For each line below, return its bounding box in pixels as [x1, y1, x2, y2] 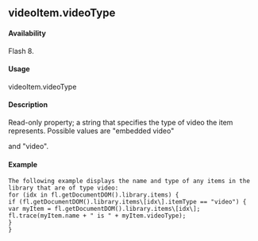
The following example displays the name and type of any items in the [8, 178, 250, 186]
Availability [8, 28, 46, 38]
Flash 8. [8, 46, 34, 55]
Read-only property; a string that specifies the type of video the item [8, 118, 233, 127]
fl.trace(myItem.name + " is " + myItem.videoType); [8, 212, 187, 220]
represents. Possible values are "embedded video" [8, 126, 175, 136]
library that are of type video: [8, 184, 119, 193]
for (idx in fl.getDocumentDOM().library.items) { [8, 191, 179, 199]
